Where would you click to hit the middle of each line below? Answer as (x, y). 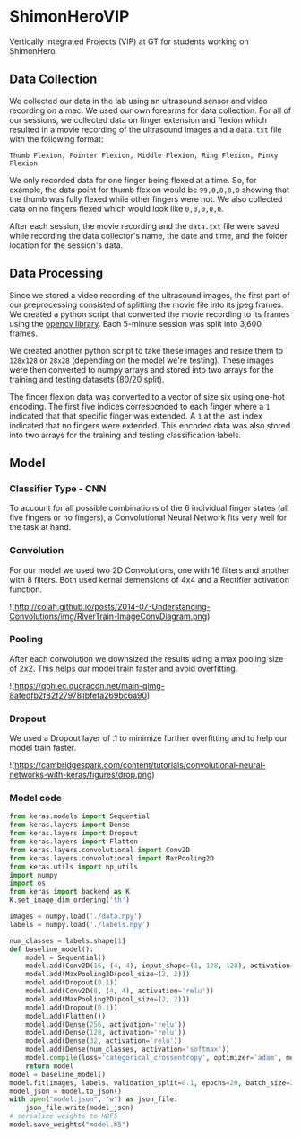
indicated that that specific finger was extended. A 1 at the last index (136, 416)
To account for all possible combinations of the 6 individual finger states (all (149, 508)
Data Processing (56, 273)
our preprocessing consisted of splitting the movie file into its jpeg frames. (146, 304)
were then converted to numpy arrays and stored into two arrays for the (142, 369)
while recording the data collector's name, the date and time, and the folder (149, 235)
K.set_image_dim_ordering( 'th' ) (69, 900)
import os (28, 883)
